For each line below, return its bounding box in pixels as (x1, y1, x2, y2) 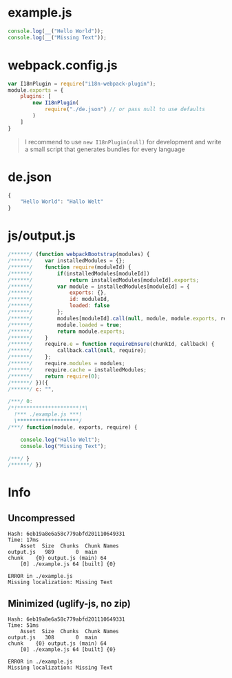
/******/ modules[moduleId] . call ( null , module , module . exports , (8, 315, 218, 322)
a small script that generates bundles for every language (24, 145, 185, 153)
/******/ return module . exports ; (8, 328, 126, 335)
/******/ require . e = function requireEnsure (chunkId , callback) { (8, 340, 215, 348)
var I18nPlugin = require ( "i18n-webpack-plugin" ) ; (8, 80, 156, 87)
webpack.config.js (8, 57, 118, 73)
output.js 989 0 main (8, 549, 98, 556)
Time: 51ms (8, 622, 39, 629)
